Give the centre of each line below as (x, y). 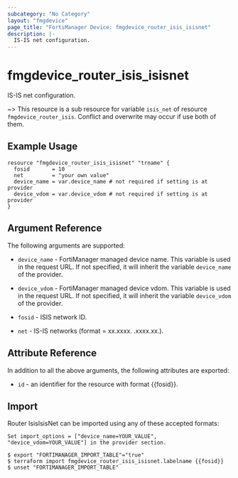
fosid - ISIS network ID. (52, 317)
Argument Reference (55, 228)
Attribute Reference (52, 353)
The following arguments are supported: (66, 245)
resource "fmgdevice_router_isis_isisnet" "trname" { (89, 163)
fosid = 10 (39, 169)
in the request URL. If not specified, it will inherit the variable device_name (124, 267)
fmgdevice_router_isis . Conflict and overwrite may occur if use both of (112, 117)
